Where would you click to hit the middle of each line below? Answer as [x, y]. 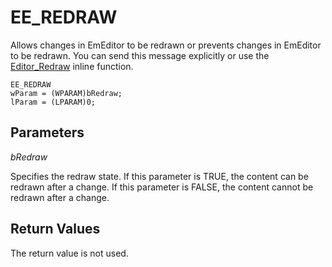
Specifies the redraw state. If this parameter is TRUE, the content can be [159, 176]
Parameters [47, 132]
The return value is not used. [69, 253]
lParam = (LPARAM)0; [53, 102]
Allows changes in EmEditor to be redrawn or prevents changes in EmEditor [166, 45]
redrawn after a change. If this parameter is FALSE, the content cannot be [162, 187]
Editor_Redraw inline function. [72, 66]
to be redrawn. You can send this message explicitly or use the [140, 55]
